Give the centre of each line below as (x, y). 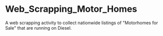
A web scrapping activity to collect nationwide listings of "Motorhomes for (82, 23)
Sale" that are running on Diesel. (38, 28)
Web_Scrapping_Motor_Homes (71, 9)
